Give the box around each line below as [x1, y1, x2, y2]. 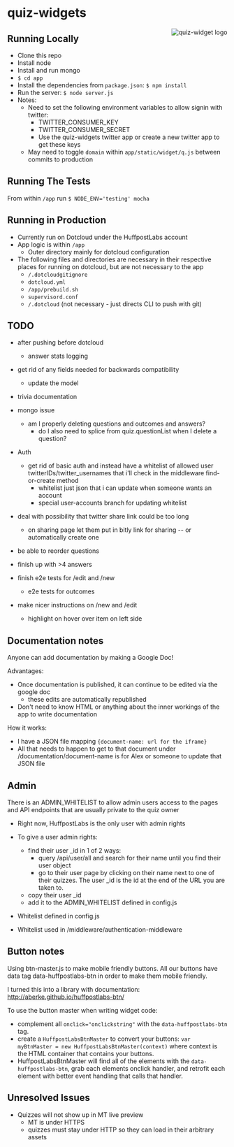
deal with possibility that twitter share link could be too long [17, 512, 189, 521]
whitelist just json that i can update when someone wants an [38, 484, 212, 492]
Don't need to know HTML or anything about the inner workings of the [17, 702, 220, 711]
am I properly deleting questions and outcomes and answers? [27, 419, 206, 428]
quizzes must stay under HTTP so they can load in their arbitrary [27, 1125, 214, 1134]
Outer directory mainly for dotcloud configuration [27, 247, 170, 256]
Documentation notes [7, 635, 104, 647]
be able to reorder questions [17, 547, 100, 555]
